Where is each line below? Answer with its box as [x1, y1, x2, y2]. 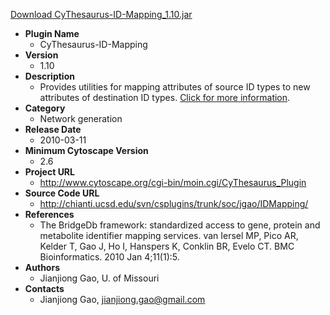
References [24, 209, 75, 220]
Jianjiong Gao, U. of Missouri [39, 272, 160, 284]
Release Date [24, 124, 82, 135]
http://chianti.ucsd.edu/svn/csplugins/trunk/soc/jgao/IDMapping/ [39, 198, 309, 209]
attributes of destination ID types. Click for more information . [39, 92, 291, 103]
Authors [24, 262, 60, 273]
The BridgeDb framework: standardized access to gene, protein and [39, 219, 321, 231]
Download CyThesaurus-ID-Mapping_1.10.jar [10, 9, 193, 20]
